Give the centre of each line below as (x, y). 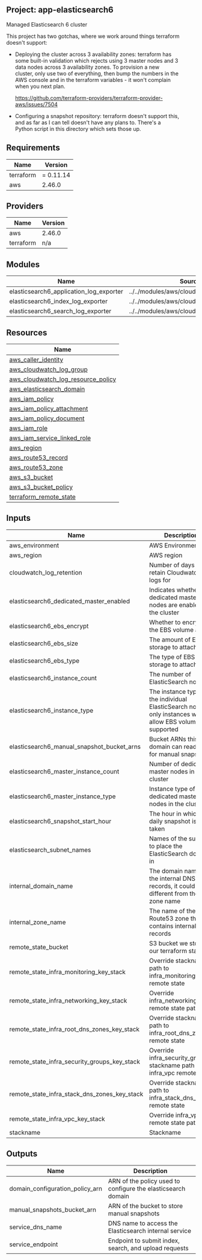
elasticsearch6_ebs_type (44, 661)
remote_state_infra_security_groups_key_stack (75, 1062)
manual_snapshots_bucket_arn (53, 1209)
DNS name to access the (143, 1223)
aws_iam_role (29, 429)
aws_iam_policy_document (47, 418)
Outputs (22, 1154)
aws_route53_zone (36, 468)
